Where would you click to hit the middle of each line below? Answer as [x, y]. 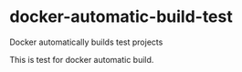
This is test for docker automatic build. [82, 59]
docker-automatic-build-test [121, 17]
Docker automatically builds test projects [86, 42]
